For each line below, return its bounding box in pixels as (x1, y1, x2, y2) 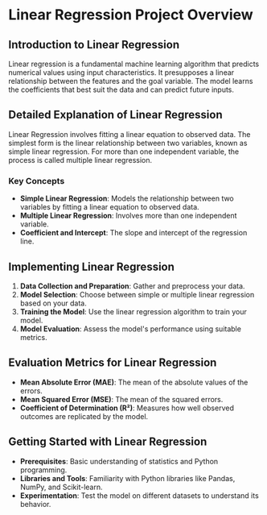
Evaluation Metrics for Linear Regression (8, 356, 217, 370)
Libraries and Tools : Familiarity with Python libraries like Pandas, (19, 473, 236, 483)
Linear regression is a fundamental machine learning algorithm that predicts (8, 59, 260, 69)
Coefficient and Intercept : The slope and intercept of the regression (19, 228, 248, 238)
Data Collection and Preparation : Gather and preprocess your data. (19, 280, 245, 291)
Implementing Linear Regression (8, 260, 175, 273)
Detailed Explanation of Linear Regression (8, 108, 223, 122)
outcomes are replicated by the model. (19, 411, 149, 421)
